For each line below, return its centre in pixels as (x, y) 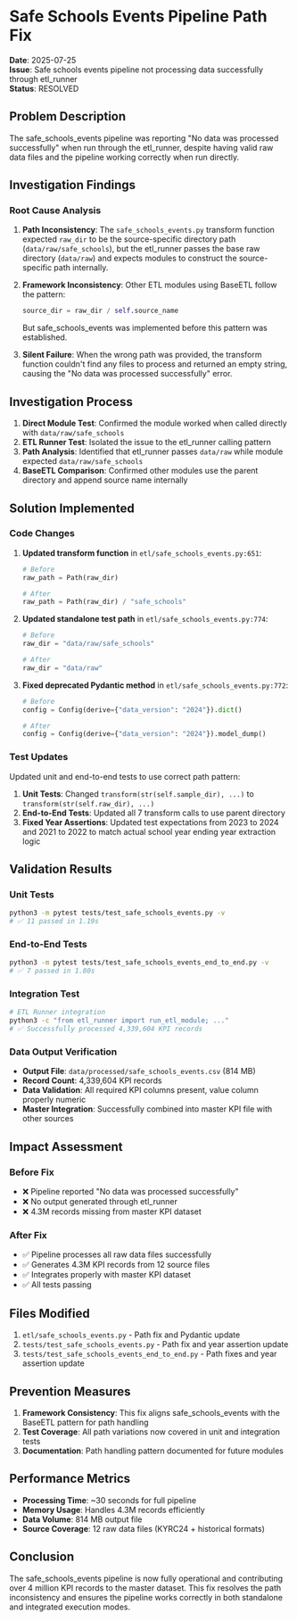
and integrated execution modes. (70, 1607)
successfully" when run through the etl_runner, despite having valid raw (141, 147)
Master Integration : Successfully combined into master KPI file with (147, 1109)
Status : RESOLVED (44, 88)
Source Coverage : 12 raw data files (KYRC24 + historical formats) (144, 1528)
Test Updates (39, 757)
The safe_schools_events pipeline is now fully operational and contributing (146, 1578)
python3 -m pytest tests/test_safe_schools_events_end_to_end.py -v (139, 963)
